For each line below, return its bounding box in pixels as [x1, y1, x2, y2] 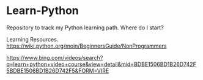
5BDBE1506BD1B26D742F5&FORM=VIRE [6, 67, 109, 74]
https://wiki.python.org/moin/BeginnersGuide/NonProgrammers [6, 42, 167, 49]
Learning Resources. [6, 35, 59, 43]
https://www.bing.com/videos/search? [6, 54, 103, 61]
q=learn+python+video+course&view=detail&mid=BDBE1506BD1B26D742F [6, 60, 197, 68]
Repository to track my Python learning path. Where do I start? [6, 24, 164, 31]
